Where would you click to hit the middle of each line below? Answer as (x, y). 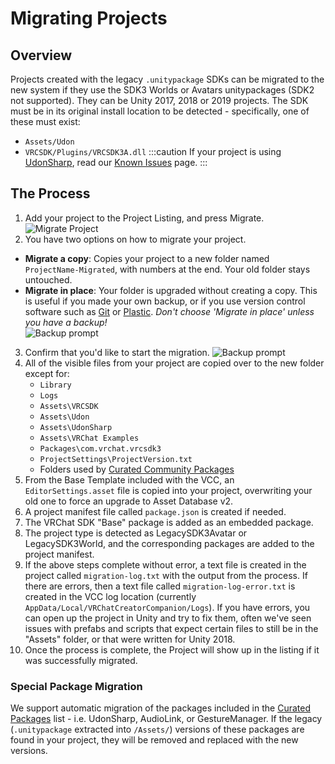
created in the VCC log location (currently (110, 596)
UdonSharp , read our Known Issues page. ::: (116, 162)
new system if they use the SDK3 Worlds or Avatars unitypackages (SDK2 (162, 90)
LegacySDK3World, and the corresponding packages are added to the (169, 543)
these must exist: (45, 121)
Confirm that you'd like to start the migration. (117, 352)
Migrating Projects (89, 18)
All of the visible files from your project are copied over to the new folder (174, 363)
